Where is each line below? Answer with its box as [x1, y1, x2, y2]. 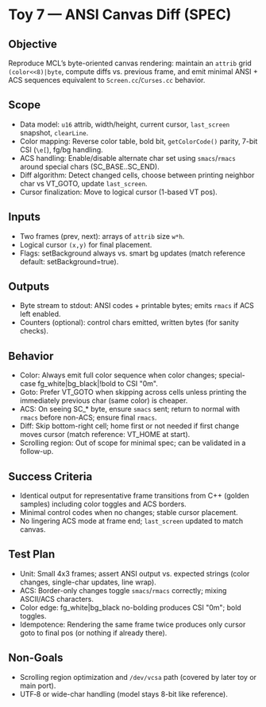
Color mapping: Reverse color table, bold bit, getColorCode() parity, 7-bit [19, 136, 258, 146]
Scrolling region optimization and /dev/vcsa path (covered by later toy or [19, 672, 256, 682]
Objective [8, 37, 58, 51]
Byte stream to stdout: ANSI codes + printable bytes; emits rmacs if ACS [19, 301, 254, 311]
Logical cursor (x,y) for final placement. [19, 240, 152, 249]
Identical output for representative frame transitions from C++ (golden [19, 491, 250, 501]
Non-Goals [8, 651, 64, 665]
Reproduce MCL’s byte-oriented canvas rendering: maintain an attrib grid [8, 58, 252, 68]
